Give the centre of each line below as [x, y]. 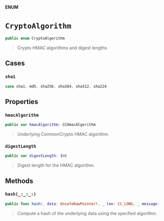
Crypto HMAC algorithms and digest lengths [62, 48]
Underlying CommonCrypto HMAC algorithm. [63, 134]
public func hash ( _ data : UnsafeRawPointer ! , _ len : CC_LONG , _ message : [82, 204]
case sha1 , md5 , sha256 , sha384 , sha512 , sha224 [56, 86]
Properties [22, 101]
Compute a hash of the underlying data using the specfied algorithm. [87, 213]
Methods [19, 181]
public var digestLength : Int [36, 156]
